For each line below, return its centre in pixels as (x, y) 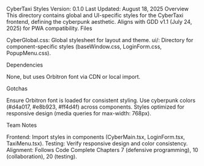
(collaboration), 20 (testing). (42, 156)
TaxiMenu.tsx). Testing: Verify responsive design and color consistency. (97, 143)
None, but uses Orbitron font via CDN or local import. (74, 77)
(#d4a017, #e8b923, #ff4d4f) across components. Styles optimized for (96, 107)
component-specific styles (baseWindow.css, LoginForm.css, (84, 46)
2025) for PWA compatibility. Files (49, 28)
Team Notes (22, 125)
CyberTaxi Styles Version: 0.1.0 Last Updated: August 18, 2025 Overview (97, 9)
